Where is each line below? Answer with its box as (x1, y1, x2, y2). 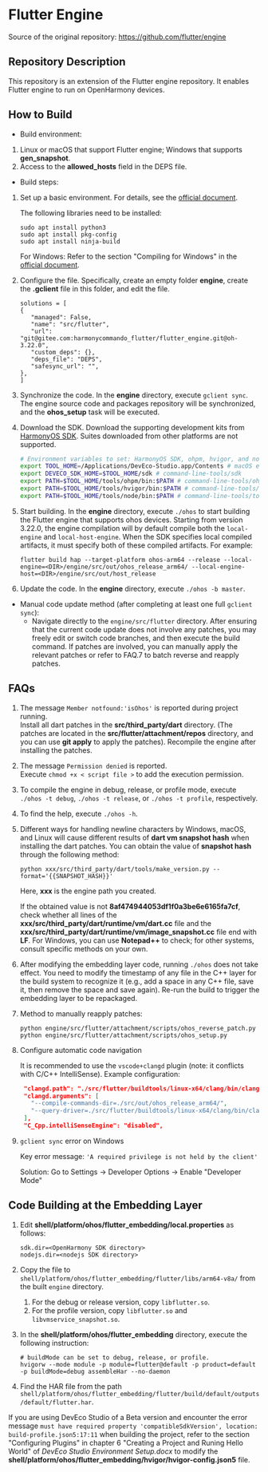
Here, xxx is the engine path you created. (19, 886, 157, 896)
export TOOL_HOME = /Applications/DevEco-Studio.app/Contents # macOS (19, 462, 253, 470)
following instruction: (19, 1338, 89, 1347)
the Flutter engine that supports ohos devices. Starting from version (19, 515, 243, 524)
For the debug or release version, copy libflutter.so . (31, 1297, 210, 1307)
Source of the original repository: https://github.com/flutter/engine (8, 32, 227, 42)
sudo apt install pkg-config (19, 230, 117, 239)
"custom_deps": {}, (30, 348, 96, 356)
